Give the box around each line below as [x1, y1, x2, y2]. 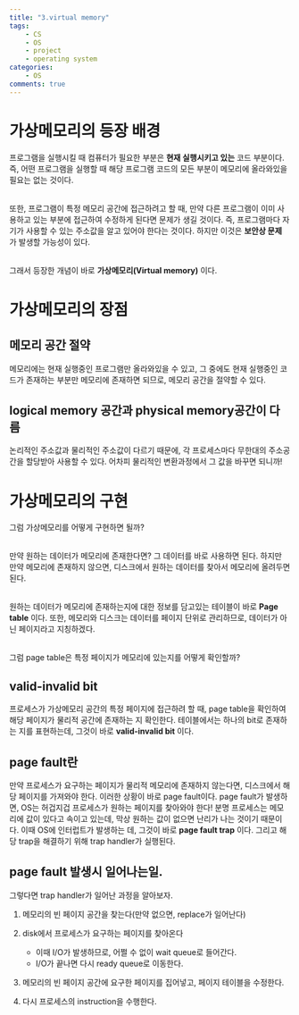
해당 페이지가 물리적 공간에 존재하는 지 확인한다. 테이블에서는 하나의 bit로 [9, 715, 264, 726]
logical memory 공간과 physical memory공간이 [9, 403, 267, 418]
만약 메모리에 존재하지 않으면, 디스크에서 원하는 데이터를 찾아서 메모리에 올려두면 [9, 562, 291, 573]
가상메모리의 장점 [9, 299, 129, 320]
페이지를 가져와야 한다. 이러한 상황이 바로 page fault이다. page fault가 [18, 791, 264, 801]
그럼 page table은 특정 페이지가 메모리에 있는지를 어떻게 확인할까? [9, 652, 241, 663]
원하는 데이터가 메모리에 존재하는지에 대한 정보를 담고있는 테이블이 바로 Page [9, 601, 278, 612]
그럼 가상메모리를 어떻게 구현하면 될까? [9, 522, 145, 533]
